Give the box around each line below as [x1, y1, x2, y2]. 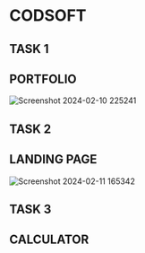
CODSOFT [9, 5, 87, 26]
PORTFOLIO [9, 71, 78, 86]
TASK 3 [9, 201, 52, 216]
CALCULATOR [9, 232, 90, 248]
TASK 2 [9, 121, 52, 136]
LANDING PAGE [9, 152, 98, 167]
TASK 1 [9, 41, 49, 57]
